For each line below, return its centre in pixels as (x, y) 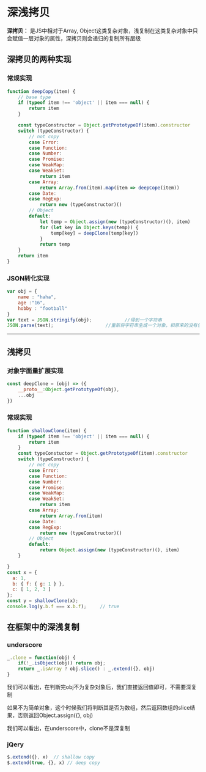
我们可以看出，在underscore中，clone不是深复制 (68, 729)
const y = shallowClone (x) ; (43, 601)
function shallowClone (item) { (47, 431)
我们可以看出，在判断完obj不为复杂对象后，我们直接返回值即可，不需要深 (99, 687)
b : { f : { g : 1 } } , (39, 584)
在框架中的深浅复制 (43, 627)
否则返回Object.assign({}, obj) (55, 715)
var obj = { (22, 292)
